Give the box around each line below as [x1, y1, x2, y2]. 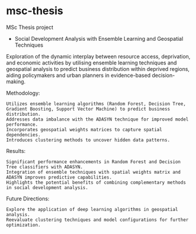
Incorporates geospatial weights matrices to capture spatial [6, 126, 162, 132]
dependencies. [6, 132, 41, 138]
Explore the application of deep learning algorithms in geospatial [6, 206, 178, 212]
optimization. [6, 222, 41, 228]
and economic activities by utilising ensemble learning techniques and [6, 59, 177, 66]
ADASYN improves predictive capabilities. [6, 174, 112, 180]
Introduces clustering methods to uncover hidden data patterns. [6, 137, 170, 143]
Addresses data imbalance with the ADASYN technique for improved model [6, 116, 189, 122]
